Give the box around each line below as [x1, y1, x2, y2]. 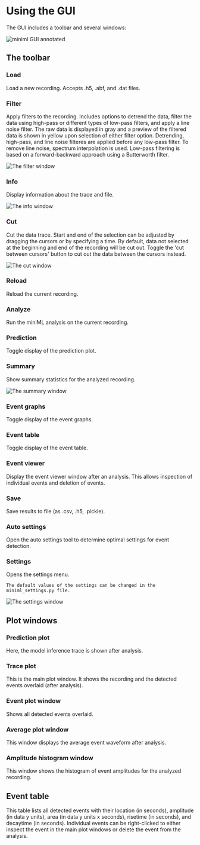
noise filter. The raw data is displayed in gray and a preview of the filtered [6, 125, 186, 133]
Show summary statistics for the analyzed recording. [6, 375, 136, 383]
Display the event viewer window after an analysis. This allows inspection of [6, 473, 193, 480]
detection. [6, 543, 32, 550]
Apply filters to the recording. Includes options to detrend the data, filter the [6, 112, 192, 120]
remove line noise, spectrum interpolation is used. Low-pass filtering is [6, 145, 180, 152]
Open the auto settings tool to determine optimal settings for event [6, 536, 170, 543]
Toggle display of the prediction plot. [6, 347, 96, 354]
